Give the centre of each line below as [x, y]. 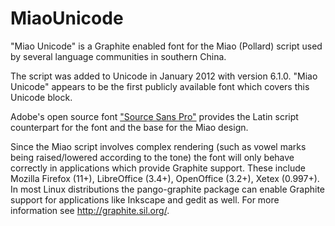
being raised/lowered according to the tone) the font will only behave [152, 157]
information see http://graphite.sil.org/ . [90, 210]
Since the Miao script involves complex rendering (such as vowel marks [158, 146]
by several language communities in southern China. [118, 56]
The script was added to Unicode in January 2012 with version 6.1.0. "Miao [164, 76]
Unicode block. [41, 97]
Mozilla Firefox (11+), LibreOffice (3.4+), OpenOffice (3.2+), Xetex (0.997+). [165, 178]
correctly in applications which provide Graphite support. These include [158, 168]
